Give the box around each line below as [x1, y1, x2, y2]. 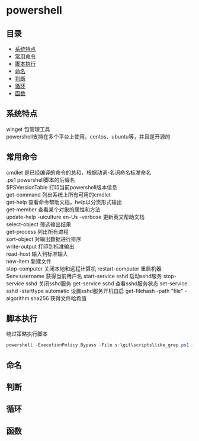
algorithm [6, 294, 30, 302]
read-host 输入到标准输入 [6, 250, 68, 257]
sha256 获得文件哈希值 [30, 294, 87, 302]
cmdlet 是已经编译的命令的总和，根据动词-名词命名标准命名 [6, 169, 152, 176]
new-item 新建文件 [6, 257, 52, 265]
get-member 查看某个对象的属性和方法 [6, 205, 101, 213]
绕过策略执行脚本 [6, 330, 48, 337]
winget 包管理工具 [6, 125, 50, 133]
